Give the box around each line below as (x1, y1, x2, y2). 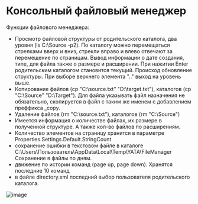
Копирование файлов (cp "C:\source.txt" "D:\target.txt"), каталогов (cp (14, 85, 191, 92)
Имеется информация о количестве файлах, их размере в (14, 116, 163, 124)
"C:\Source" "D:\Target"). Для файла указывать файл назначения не (14, 92, 185, 99)
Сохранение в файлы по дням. (14, 154, 92, 161)
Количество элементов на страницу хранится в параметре (14, 129, 164, 137)
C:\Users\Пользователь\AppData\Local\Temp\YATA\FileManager (14, 148, 173, 155)
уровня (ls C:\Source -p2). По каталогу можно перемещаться (14, 41, 170, 48)
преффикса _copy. (14, 104, 60, 111)
